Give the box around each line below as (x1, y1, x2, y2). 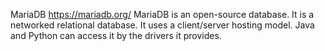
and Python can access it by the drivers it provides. (10, 30, 222, 41)
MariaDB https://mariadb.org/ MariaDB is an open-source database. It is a (10, 9, 315, 20)
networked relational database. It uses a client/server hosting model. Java (10, 19, 315, 31)
